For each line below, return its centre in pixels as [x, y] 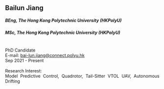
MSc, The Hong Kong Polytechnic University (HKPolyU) [63, 33]
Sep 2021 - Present [24, 60]
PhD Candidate [20, 50]
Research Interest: [23, 71]
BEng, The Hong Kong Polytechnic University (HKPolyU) [63, 20]
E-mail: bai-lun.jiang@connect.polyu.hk [45, 55]
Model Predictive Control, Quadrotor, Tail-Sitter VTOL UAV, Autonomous [82, 76]
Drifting [13, 81]
